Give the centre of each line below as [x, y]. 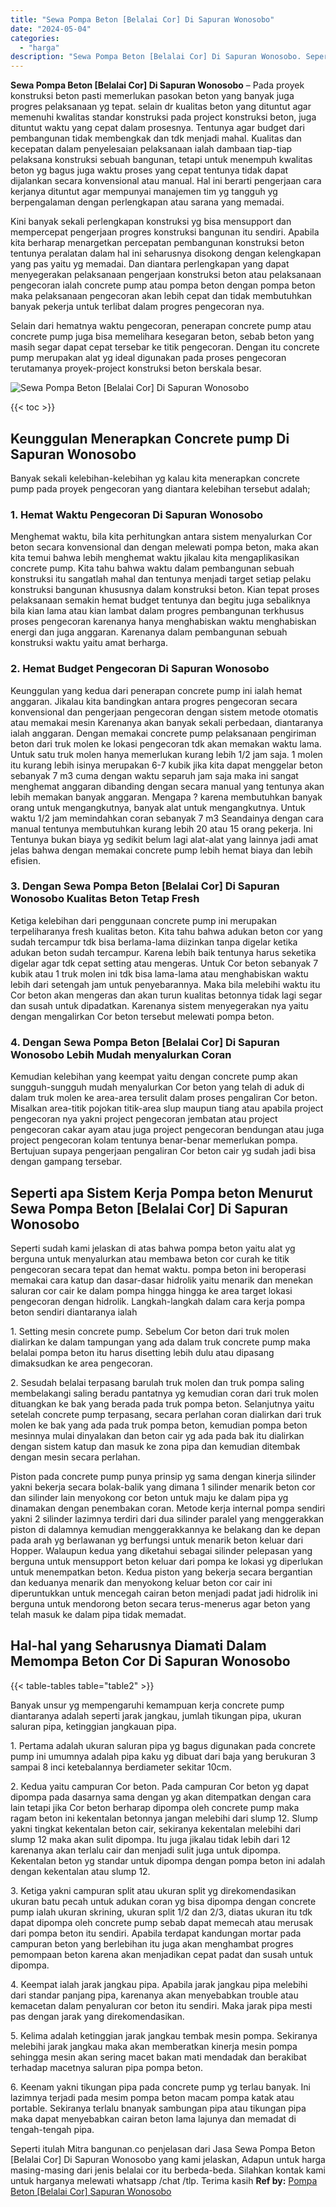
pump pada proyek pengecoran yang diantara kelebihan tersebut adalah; [160, 488]
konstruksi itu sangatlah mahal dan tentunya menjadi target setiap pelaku [161, 579]
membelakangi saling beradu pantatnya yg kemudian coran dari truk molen [164, 1393]
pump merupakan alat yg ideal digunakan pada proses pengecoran [148, 358]
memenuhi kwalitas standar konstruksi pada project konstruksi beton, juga [163, 117]
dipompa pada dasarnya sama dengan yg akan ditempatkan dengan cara [161, 1797]
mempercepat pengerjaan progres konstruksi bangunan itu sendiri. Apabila [165, 232]
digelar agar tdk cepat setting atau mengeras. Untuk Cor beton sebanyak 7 [164, 963]
